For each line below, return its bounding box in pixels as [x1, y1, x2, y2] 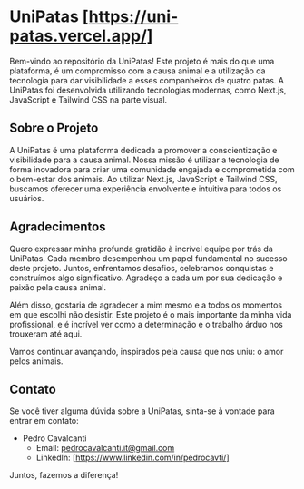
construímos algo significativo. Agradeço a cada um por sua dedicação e [9, 272, 283, 283]
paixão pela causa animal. [9, 281, 107, 292]
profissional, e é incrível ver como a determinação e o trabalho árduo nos [9, 318, 283, 329]
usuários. [9, 192, 44, 203]
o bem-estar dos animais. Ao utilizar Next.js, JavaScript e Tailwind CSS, [9, 173, 279, 184]
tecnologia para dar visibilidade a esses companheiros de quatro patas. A [9, 74, 284, 85]
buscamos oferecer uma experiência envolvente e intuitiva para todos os [9, 183, 282, 194]
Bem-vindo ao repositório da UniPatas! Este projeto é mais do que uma [9, 55, 275, 66]
